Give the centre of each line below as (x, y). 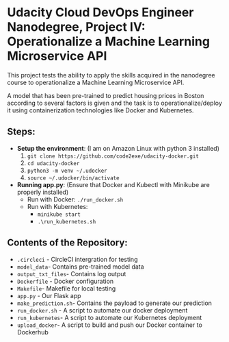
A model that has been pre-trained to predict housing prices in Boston (106, 95)
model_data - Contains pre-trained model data (81, 267)
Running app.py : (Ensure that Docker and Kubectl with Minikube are (113, 184)
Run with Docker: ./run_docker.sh (75, 199)
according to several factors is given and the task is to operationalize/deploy (114, 103)
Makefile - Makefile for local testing (66, 288)
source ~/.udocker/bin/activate (73, 178)
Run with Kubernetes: (57, 206)
